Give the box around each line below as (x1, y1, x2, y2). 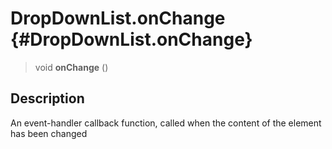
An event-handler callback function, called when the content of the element (10, 117, 322, 129)
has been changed (10, 127, 88, 139)
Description (10, 90, 85, 107)
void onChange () (34, 61, 109, 73)
